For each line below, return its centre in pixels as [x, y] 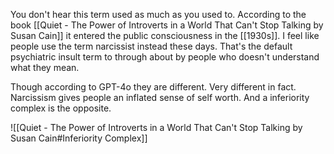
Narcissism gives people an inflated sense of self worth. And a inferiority [160, 97]
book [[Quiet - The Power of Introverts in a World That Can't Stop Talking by [167, 25]
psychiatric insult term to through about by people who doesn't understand [165, 57]
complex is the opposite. [61, 108]
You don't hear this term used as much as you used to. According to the [158, 14]
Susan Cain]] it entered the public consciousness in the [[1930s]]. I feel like [165, 35]
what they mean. [45, 67]
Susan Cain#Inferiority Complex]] [79, 138]
